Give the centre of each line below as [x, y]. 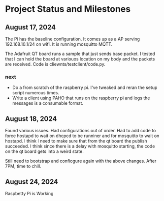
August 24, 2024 [32, 182]
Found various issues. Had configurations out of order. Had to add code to [81, 131]
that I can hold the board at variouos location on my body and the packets [80, 59]
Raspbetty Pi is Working [29, 193]
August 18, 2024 [31, 119]
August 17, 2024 [30, 27]
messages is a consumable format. [48, 103]
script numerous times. [35, 93]
